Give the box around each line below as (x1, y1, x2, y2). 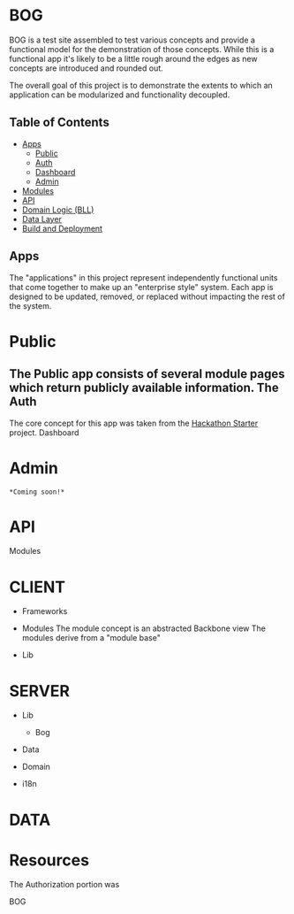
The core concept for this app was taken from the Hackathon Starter (9, 418, 259, 428)
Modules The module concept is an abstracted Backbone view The (21, 623, 267, 634)
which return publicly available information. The (9, 380, 280, 396)
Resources (9, 850, 90, 870)
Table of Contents (9, 115, 110, 130)
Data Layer (21, 213, 62, 224)
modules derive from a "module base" (21, 633, 161, 643)
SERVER (9, 680, 71, 701)
